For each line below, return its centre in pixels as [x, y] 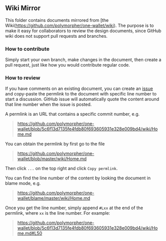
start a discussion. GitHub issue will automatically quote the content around [82, 99]
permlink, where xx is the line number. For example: [58, 213]
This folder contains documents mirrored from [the [57, 20]
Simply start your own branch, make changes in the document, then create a [83, 60]
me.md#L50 [30, 234]
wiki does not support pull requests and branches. [56, 36]
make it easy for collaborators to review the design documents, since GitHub [83, 31]
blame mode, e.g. [23, 183]
